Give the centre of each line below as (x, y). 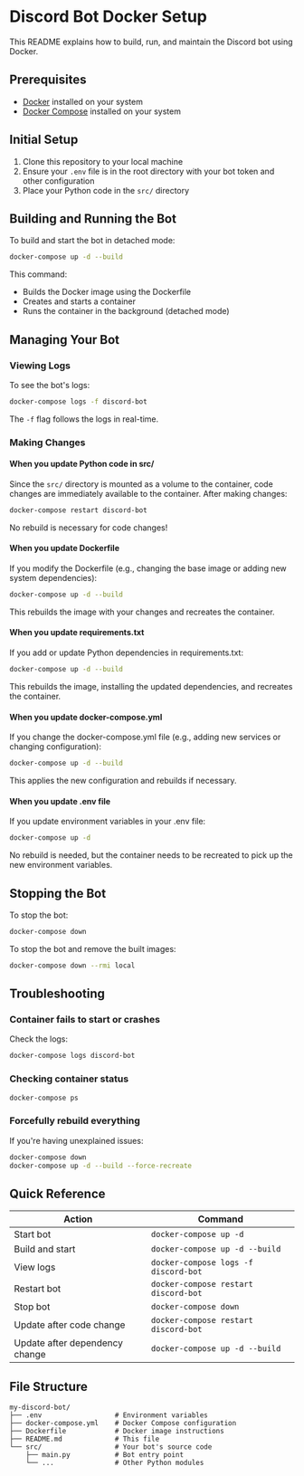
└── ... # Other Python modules (115, 1463)
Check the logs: (39, 1039)
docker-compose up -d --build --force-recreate (101, 1166)
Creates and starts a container (79, 301)
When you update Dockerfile (65, 548)
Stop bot (32, 1307)
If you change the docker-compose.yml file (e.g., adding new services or (145, 737)
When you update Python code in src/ (82, 464)
